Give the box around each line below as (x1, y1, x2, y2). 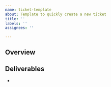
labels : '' (5, 21, 28, 26)
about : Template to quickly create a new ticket (5, 12, 107, 17)
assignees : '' (5, 26, 34, 30)
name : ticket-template (5, 7, 52, 12)
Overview (5, 48, 36, 57)
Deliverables (5, 64, 45, 73)
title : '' (5, 16, 26, 21)
